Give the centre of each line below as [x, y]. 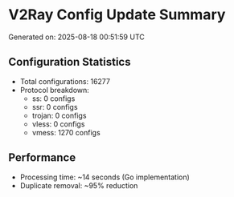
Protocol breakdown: [55, 90]
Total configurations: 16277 [65, 81]
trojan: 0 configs [59, 115]
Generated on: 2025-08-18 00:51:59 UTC [76, 37]
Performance [42, 158]
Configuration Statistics [70, 62]
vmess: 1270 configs [66, 132]
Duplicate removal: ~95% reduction [79, 185]
